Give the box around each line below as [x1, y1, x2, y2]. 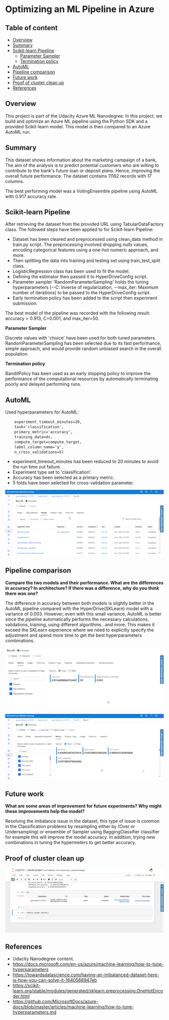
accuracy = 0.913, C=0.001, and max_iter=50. [5, 315, 100, 321]
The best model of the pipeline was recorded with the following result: [5, 310, 151, 316]
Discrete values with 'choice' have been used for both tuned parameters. [5, 335, 156, 341]
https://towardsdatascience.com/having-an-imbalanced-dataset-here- [12, 972, 159, 978]
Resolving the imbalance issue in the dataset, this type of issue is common [5, 818, 160, 824]
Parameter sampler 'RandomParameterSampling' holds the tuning [12, 279, 149, 285]
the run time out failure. [12, 464, 61, 470]
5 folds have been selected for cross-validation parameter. [12, 480, 134, 486]
